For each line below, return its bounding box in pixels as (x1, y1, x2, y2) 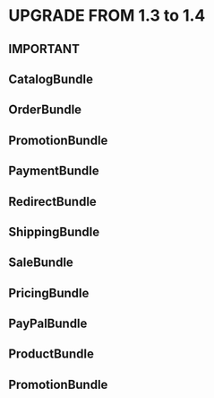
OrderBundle (8, 102, 82, 118)
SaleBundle (8, 255, 73, 270)
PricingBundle (8, 285, 90, 301)
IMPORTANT (8, 41, 80, 57)
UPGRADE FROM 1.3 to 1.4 (8, 5, 206, 26)
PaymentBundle (8, 164, 99, 179)
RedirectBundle (8, 194, 98, 209)
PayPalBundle (8, 316, 88, 332)
